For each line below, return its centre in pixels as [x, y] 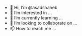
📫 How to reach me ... [33, 28]
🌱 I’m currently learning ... [36, 18]
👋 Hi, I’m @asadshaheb [34, 8]
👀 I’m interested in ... [31, 13]
